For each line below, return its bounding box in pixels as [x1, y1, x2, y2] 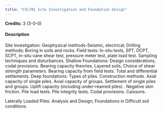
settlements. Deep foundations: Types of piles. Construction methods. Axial [5, 73, 157, 79]
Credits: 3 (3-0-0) [5, 20, 42, 26]
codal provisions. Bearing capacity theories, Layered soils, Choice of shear [5, 63, 156, 68]
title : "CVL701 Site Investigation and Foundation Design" [5, 7, 127, 12]
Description [5, 32, 30, 37]
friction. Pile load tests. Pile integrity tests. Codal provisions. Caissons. [5, 88, 146, 95]
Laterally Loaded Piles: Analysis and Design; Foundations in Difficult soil [5, 98, 149, 104]
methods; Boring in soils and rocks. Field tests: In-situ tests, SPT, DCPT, [5, 47, 149, 53]
